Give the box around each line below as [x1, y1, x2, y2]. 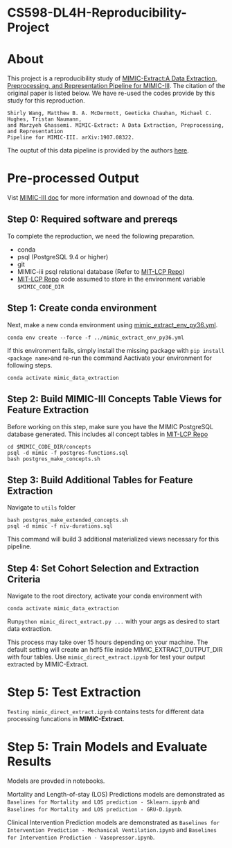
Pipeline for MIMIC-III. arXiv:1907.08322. [7, 134, 135, 141]
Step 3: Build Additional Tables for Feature [7, 474, 193, 486]
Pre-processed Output [7, 171, 140, 187]
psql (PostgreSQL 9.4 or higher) [17, 252, 109, 261]
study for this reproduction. [7, 96, 85, 105]
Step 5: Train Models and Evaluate [7, 739, 208, 755]
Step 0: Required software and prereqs [7, 214, 178, 225]
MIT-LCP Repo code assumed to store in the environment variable [17, 275, 206, 283]
